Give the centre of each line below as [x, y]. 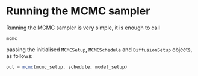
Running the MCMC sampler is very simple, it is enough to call [83, 28]
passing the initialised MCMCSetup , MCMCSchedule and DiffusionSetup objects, [99, 50]
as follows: [20, 56]
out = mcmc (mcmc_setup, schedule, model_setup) [67, 67]
